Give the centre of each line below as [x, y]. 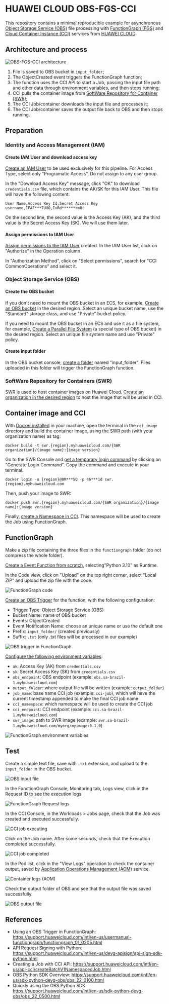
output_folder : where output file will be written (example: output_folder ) [88, 688]
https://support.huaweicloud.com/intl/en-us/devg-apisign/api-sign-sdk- [87, 953]
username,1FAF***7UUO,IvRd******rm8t [45, 208]
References [24, 920]
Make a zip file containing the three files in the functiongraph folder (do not [83, 550]
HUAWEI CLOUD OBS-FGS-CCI [71, 9]
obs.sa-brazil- [110, 677]
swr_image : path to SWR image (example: [55, 720]
